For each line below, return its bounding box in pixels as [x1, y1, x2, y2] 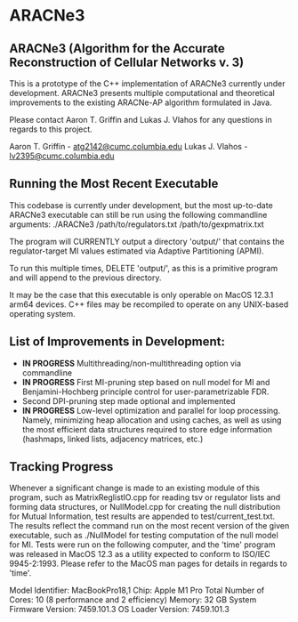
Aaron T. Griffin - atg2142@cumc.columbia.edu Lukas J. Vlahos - [9, 141, 248, 151]
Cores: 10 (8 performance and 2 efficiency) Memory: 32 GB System [9, 594, 257, 605]
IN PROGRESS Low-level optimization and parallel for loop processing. [21, 405, 281, 416]
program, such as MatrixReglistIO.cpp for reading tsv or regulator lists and [9, 492, 281, 503]
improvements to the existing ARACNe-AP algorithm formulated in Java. [9, 97, 273, 108]
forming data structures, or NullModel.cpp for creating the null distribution [9, 502, 281, 513]
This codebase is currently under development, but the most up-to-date [9, 199, 273, 210]
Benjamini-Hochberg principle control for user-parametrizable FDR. [21, 386, 270, 397]
